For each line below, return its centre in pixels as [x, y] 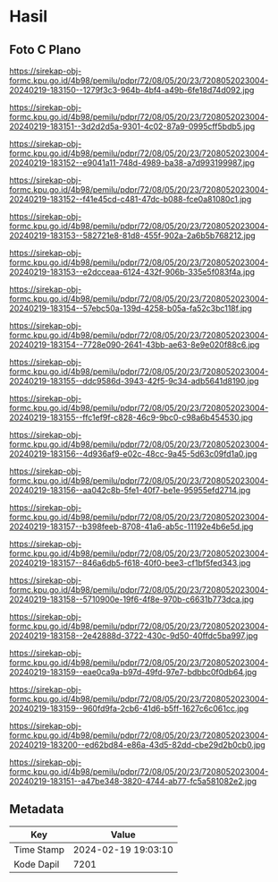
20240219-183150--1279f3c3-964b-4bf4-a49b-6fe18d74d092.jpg [132, 90]
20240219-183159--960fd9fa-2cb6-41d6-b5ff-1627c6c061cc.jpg [129, 708]
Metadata [37, 809]
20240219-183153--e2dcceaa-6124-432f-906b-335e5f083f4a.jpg [132, 272]
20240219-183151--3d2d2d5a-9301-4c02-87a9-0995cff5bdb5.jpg [132, 126]
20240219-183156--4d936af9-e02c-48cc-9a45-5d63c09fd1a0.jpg [133, 454]
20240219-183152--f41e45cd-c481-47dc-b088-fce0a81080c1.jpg [131, 199]
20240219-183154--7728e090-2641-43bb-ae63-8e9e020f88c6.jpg [135, 345]
